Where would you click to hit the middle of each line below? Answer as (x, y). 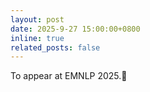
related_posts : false (55, 47)
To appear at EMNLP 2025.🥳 (69, 76)
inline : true (37, 38)
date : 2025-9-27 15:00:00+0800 (75, 29)
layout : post (37, 19)
